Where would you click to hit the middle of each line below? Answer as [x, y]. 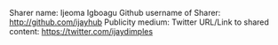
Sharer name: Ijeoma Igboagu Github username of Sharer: [115, 13]
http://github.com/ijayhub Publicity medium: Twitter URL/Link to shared [139, 22]
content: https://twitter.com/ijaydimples [81, 31]
